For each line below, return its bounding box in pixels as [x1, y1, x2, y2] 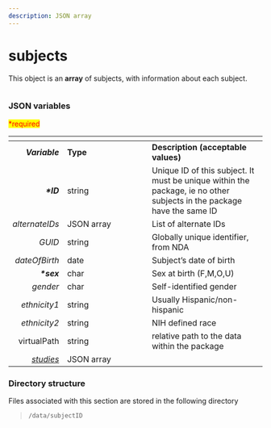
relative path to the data [152, 330, 242, 342]
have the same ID [152, 205, 218, 216]
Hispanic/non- [181, 294, 238, 305]
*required [8, 119, 40, 128]
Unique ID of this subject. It [152, 165, 255, 176]
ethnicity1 [21, 299, 60, 310]
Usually [152, 294, 180, 305]
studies [31, 353, 60, 364]
